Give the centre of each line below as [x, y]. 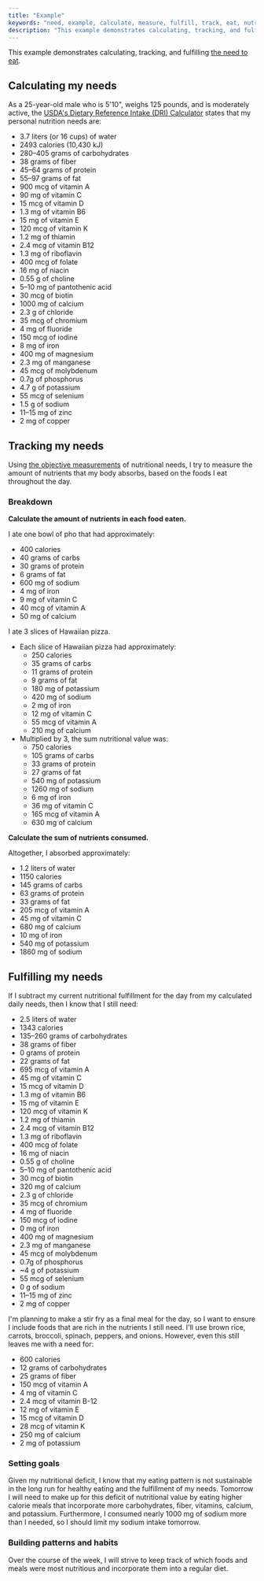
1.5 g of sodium [44, 404]
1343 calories [41, 1027]
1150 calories [40, 877]
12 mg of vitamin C [61, 714]
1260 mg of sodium [62, 789]
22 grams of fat [45, 1061]
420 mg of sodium [61, 697]
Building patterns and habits [63, 1542]
